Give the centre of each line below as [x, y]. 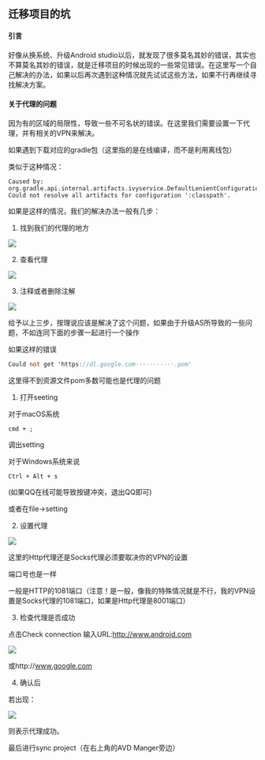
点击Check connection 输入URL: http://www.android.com [100, 634]
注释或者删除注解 [47, 291]
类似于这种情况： [36, 166]
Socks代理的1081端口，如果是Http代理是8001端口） [106, 600]
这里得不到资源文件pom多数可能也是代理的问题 [85, 380]
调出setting [26, 444]
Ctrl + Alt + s [33, 476]
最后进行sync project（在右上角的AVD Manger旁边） [94, 747]
